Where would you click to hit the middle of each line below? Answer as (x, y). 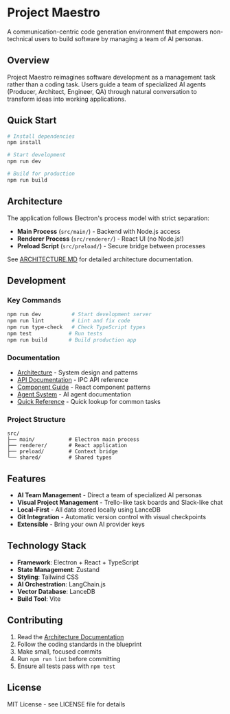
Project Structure (36, 419)
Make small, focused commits (59, 651)
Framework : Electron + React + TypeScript (78, 562)
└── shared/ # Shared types (59, 457)
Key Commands (34, 300)
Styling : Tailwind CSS (48, 577)
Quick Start (32, 120)
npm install (24, 143)
